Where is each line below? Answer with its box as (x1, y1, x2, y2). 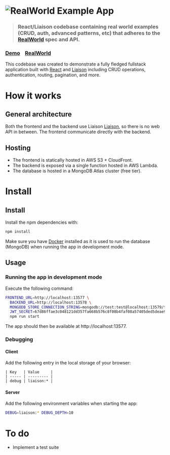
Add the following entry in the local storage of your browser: (5, 360, 131, 366)
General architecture (5, 110, 72, 118)
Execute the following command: (5, 285, 74, 291)
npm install (5, 229, 30, 234)
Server (5, 389, 20, 395)
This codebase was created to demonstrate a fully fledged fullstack (5, 61, 146, 67)
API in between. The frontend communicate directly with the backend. (5, 129, 151, 135)
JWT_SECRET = (10, 309, 35, 315)
